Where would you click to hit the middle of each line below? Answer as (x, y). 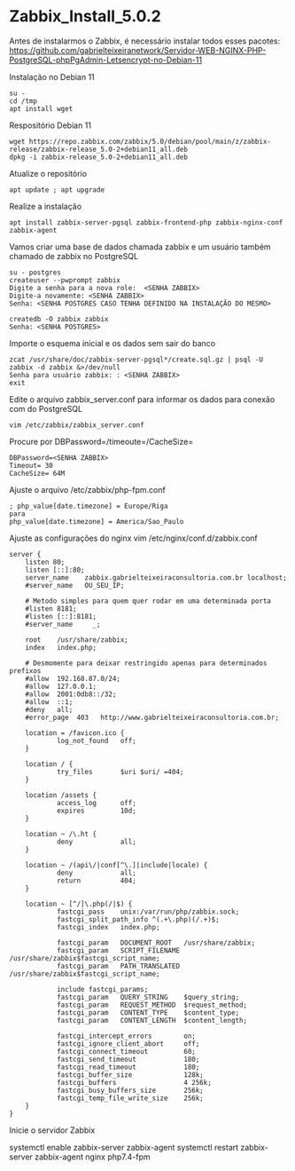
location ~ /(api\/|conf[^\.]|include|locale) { (116, 865)
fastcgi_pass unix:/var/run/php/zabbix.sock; (148, 912)
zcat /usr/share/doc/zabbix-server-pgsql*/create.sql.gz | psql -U (136, 360)
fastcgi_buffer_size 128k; (130, 1075)
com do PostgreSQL (46, 408)
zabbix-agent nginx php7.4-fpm (93, 1157)
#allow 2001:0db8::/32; (71, 694)
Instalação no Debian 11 (52, 76)
